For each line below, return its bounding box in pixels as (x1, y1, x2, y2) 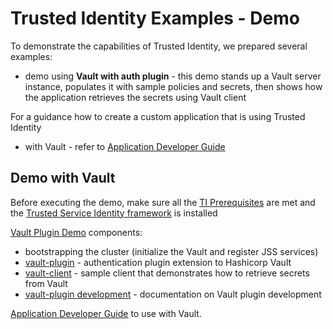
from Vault (24, 277, 68, 289)
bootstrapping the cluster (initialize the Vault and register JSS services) (24, 245, 319, 257)
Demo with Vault (10, 170, 116, 187)
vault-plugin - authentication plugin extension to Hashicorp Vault (24, 256, 292, 268)
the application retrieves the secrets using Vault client (24, 91, 247, 103)
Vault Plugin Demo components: (10, 226, 143, 238)
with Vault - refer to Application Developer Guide (24, 140, 226, 152)
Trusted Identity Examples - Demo (10, 7, 300, 30)
